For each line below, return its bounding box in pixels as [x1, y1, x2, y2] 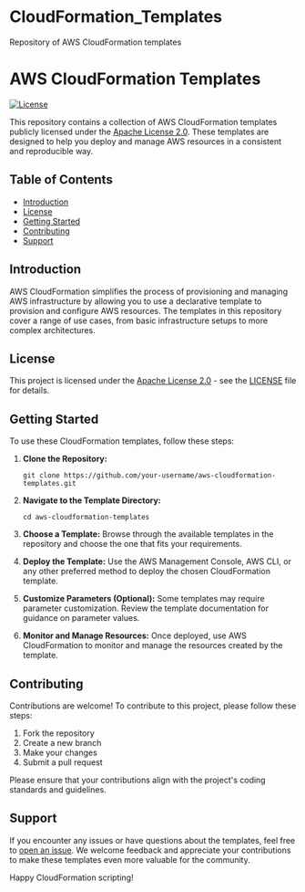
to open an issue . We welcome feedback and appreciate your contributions [9, 845, 291, 855]
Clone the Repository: [22, 454, 107, 465]
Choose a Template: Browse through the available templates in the [22, 529, 274, 540]
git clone [22, 471, 61, 480]
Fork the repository [22, 728, 96, 739]
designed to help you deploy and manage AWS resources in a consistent [9, 135, 282, 147]
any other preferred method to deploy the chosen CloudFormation [22, 566, 271, 577]
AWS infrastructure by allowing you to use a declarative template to [9, 295, 262, 307]
